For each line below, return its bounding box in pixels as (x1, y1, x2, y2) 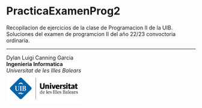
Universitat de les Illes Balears (6, 67, 82, 74)
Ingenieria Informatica (6, 60, 63, 67)
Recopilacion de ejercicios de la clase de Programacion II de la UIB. (6, 24, 173, 31)
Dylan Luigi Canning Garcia (6, 54, 74, 61)
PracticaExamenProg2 (6, 4, 121, 18)
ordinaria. (6, 37, 30, 44)
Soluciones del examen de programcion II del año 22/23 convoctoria (6, 30, 176, 37)
